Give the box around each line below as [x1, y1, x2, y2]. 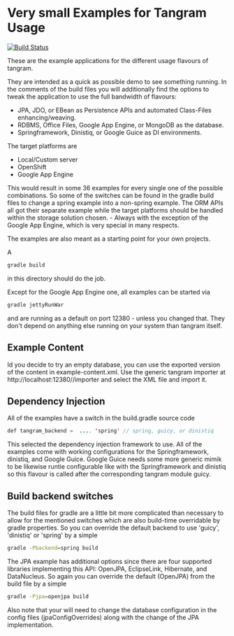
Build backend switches [7, 490, 114, 502]
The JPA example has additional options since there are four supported [7, 557, 212, 565]
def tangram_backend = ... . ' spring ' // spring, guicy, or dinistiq [7, 427, 214, 434]
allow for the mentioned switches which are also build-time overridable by [7, 516, 221, 524]
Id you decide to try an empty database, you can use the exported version [7, 360, 221, 369]
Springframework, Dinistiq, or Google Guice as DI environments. [17, 128, 203, 136]
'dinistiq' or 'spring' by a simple [7, 531, 98, 539]
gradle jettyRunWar [7, 301, 64, 309]
